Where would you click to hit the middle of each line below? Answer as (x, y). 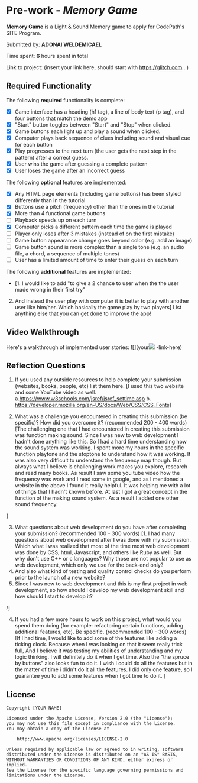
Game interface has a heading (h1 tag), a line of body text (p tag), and (99, 111)
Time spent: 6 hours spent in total (47, 56)
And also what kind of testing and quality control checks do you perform (103, 571)
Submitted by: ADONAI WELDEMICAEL (54, 44)
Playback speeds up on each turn (56, 220)
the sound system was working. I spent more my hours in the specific (99, 448)
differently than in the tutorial (50, 200)
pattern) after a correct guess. (51, 158)
